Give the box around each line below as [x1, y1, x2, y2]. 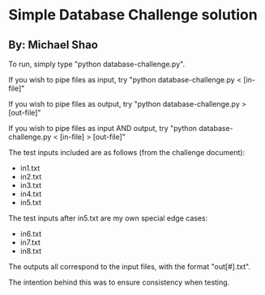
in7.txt [19, 238, 41, 247]
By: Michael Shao [8, 38, 99, 52]
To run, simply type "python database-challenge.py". [8, 59, 185, 69]
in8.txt [19, 247, 42, 255]
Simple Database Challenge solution [8, 6, 258, 24]
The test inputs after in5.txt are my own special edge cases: [8, 213, 208, 223]
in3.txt [19, 180, 42, 190]
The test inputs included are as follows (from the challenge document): [8, 148, 246, 157]
